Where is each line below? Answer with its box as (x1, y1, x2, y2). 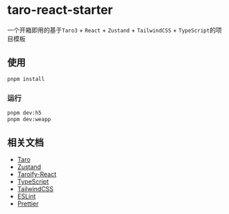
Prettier (17, 199, 39, 208)
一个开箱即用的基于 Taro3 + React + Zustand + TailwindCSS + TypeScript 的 (7, 26, 217, 34)
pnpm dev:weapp (7, 116, 51, 123)
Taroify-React (17, 170, 57, 179)
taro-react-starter (7, 2, 113, 18)
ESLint (17, 193, 36, 201)
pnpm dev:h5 (7, 109, 42, 116)
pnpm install (7, 75, 45, 82)
